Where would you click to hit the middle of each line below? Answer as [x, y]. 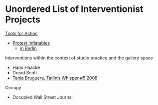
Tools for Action [22, 33]
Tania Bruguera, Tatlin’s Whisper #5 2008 [55, 78]
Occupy [13, 87]
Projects [23, 20]
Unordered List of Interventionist [74, 9]
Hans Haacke [26, 67]
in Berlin [28, 48]
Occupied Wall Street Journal [43, 97]
